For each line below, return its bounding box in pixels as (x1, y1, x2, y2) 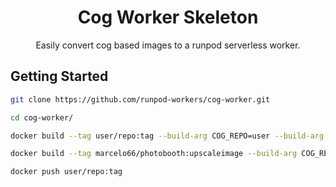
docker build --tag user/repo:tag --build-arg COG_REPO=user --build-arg (10, 131, 325, 141)
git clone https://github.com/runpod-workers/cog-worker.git (10, 94, 271, 105)
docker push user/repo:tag (10, 167, 123, 177)
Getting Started (10, 68, 109, 85)
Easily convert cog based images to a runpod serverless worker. (35, 39, 301, 51)
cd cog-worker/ (10, 112, 74, 123)
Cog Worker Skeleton (77, 6, 259, 29)
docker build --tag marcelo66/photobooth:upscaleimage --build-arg (10, 149, 298, 159)
